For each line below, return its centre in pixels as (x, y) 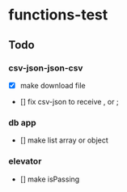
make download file (53, 85)
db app (22, 122)
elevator (25, 161)
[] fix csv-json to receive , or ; (69, 101)
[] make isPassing (50, 179)
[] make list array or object (64, 140)
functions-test (58, 15)
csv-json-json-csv (46, 68)
